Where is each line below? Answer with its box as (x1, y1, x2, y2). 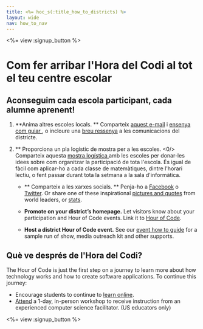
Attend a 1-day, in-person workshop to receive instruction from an (15, 297, 181, 305)
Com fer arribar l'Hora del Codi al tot (6, 58, 193, 72)
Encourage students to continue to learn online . (15, 291, 135, 299)
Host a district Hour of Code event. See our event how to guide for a (24, 226, 198, 234)
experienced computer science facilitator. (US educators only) (15, 304, 171, 311)
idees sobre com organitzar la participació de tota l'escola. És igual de (15, 159, 191, 166)
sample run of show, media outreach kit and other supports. (24, 232, 174, 240)
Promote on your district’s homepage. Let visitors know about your (24, 208, 194, 215)
